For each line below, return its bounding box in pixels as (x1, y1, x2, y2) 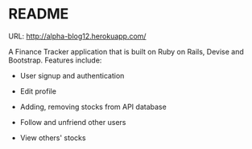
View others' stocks (19, 133, 86, 143)
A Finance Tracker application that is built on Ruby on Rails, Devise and (8, 46, 244, 56)
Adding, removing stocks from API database (19, 102, 167, 111)
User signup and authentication (19, 70, 125, 80)
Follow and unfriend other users (19, 117, 126, 127)
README (8, 5, 69, 23)
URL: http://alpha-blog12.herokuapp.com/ (8, 31, 147, 41)
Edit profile (19, 86, 56, 96)
